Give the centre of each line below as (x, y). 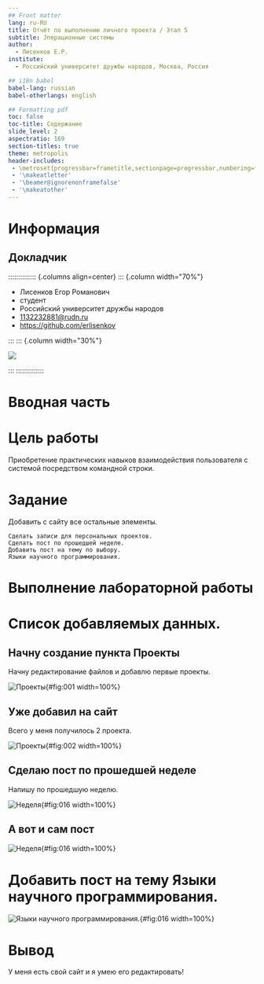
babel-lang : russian (42, 88)
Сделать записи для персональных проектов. (81, 536)
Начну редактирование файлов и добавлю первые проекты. (109, 672)
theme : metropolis (38, 153)
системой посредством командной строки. (81, 468)
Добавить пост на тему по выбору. (65, 550)
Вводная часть (59, 402)
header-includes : (37, 161)
